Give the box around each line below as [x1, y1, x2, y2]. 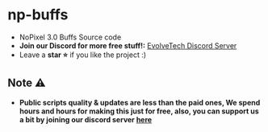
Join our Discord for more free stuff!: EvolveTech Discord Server [19, 40, 237, 50]
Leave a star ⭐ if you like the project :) [19, 50, 147, 60]
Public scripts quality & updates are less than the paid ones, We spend [19, 97, 261, 107]
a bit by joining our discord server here [19, 114, 153, 124]
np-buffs [7, 6, 69, 24]
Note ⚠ [7, 76, 46, 90]
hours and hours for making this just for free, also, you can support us [19, 106, 259, 116]
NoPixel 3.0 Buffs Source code [19, 32, 122, 42]
